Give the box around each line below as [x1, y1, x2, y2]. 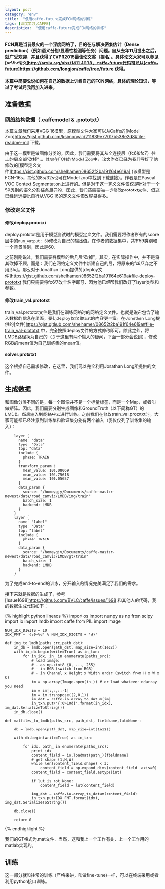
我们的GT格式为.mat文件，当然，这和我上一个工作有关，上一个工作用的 [5, 836, 149, 842]
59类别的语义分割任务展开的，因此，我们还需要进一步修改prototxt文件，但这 [5, 187, 160, 192]
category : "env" [5, 12, 38, 17]
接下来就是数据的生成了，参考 [5, 591, 65, 597]
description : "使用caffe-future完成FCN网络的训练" [5, 26, 107, 31]
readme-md [5, 140, 29, 145]
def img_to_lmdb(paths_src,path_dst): [5, 641, 84, 646]
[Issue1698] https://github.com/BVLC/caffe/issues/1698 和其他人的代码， [5, 597, 152, 603]
